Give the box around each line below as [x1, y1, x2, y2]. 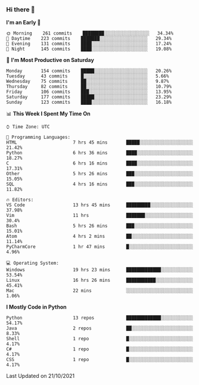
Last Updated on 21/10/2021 [6, 372, 75, 380]
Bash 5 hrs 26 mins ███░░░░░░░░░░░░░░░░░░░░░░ [6, 223, 194, 229]
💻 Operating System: [6, 260, 60, 266]
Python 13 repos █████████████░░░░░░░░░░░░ [6, 315, 194, 321]
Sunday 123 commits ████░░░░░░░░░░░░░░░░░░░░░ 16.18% [6, 100, 172, 105]
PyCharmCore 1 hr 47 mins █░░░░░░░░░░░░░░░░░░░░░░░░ [6, 244, 194, 250]
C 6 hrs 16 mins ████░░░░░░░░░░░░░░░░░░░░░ [6, 160, 194, 166]
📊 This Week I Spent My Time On [6, 110, 91, 117]
